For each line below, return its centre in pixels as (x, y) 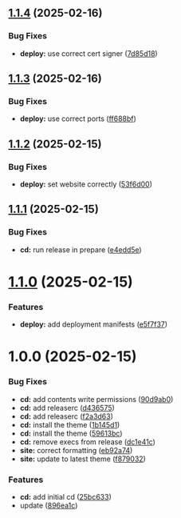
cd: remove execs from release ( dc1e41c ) (87, 442)
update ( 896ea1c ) (49, 506)
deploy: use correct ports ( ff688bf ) (78, 118)
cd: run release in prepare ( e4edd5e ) (81, 249)
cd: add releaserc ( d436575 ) (67, 408)
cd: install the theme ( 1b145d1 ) (70, 424)
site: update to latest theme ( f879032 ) (83, 459)
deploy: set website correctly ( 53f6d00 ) (86, 184)
